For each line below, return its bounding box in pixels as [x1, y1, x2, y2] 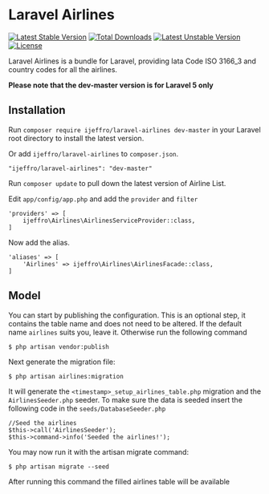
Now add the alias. [8, 237, 70, 247]
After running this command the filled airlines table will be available [8, 476, 230, 486]
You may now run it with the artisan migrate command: [8, 447, 190, 456]
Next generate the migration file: [8, 357, 116, 366]
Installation [8, 103, 66, 117]
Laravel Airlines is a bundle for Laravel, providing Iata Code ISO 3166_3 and [8, 56, 257, 66]
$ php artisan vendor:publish [8, 342, 110, 350]
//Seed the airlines [8, 419, 78, 427]
